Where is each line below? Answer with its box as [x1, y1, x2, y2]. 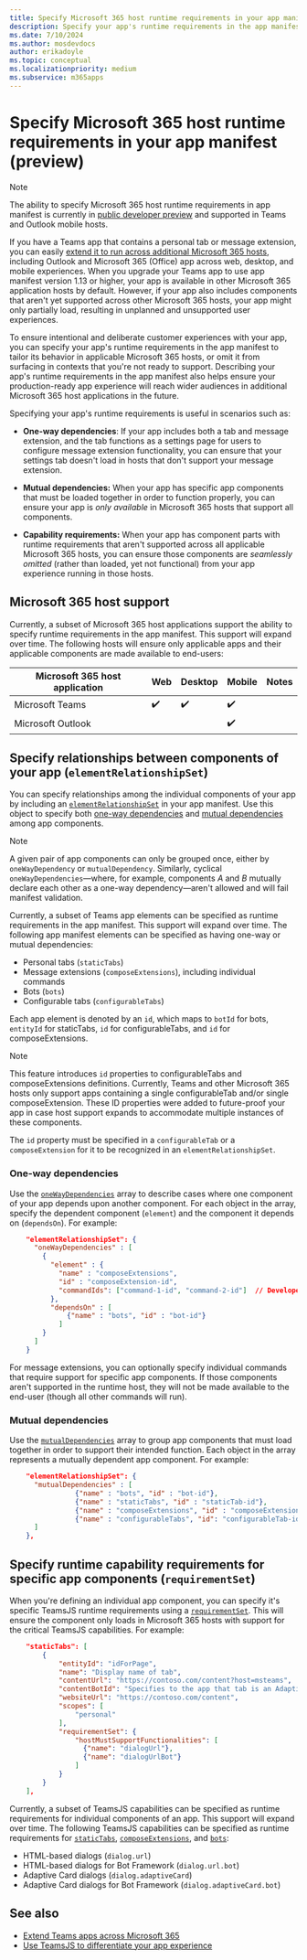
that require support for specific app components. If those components [9, 1371, 278, 1382]
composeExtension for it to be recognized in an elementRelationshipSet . [9, 1144, 276, 1155]
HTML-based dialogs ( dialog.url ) [22, 1849, 152, 1861]
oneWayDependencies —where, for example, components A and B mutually [9, 873, 281, 884]
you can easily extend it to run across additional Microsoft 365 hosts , [9, 246, 270, 257]
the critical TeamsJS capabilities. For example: [9, 1624, 185, 1635]
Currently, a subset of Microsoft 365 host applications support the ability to [9, 618, 292, 629]
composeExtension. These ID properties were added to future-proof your [9, 1098, 286, 1109]
